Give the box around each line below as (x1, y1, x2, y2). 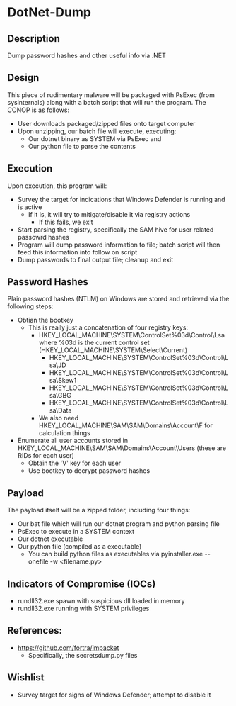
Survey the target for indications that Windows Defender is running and (17, 195, 225, 203)
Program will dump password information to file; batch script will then (17, 240, 220, 249)
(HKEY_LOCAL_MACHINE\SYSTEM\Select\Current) (38, 346, 188, 354)
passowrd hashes (17, 232, 69, 241)
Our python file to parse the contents (28, 142, 136, 150)
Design (7, 72, 40, 84)
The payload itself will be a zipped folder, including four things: (7, 506, 191, 515)
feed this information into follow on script (17, 247, 138, 256)
